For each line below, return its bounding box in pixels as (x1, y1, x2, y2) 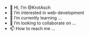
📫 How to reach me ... (9, 26, 55, 31)
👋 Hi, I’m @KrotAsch (9, 5, 51, 10)
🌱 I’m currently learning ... (9, 15, 62, 20)
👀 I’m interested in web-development (9, 10, 85, 16)
